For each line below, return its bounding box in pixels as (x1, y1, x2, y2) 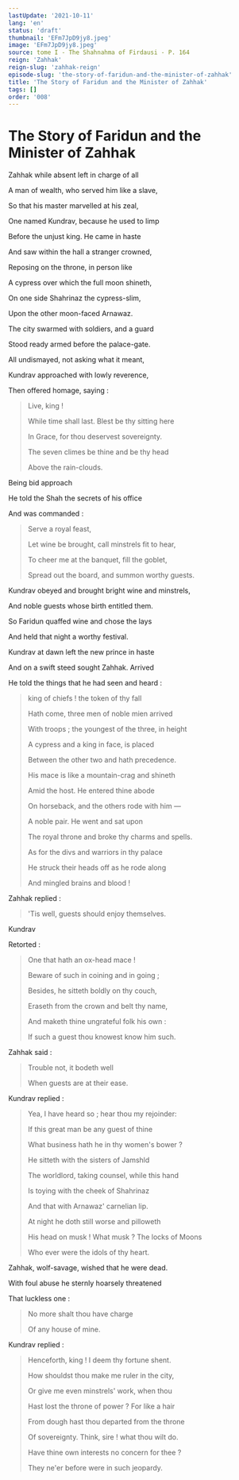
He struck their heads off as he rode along (27, 863, 167, 872)
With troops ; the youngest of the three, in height (27, 725, 187, 734)
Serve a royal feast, (27, 524, 92, 534)
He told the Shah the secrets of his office (8, 493, 143, 503)
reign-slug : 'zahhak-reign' (8, 64, 102, 71)
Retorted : (8, 940, 41, 949)
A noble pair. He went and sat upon (27, 817, 144, 826)
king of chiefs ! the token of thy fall (27, 694, 142, 703)
